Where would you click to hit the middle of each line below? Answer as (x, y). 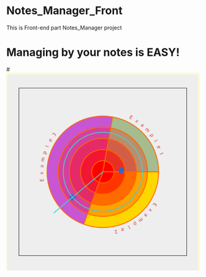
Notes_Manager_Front (64, 11)
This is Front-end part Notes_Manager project (64, 28)
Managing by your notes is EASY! (93, 52)
